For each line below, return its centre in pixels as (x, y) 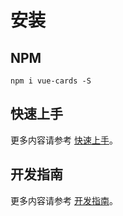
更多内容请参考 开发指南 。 (64, 200)
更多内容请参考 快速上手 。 (64, 140)
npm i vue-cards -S (51, 81)
